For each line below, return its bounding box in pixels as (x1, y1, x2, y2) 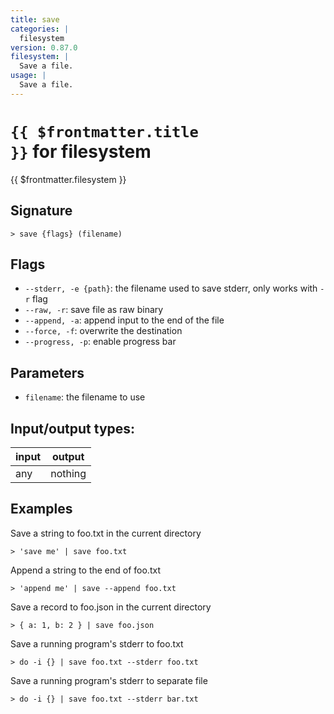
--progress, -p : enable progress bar (24, 336, 177, 348)
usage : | (10, 71, 47, 81)
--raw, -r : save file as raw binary (24, 304, 164, 316)
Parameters (10, 364, 85, 381)
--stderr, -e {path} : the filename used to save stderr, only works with (24, 282, 318, 295)
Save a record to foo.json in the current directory (10, 601, 212, 613)
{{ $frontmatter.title (10, 122, 199, 141)
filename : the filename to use (24, 391, 146, 403)
